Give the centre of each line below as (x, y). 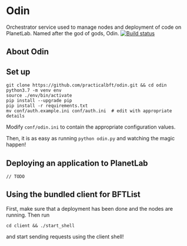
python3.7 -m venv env (34, 90)
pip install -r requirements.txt (47, 106)
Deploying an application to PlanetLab (77, 163)
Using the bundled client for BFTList (74, 195)
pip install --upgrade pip (39, 101)
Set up (18, 72)
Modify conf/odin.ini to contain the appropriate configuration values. (91, 127)
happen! (16, 144)
